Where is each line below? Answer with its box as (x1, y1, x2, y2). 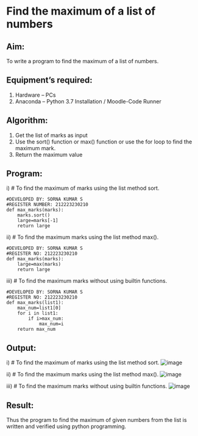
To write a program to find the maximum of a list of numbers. (6, 58, 159, 64)
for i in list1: (17, 310, 59, 317)
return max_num (17, 327, 56, 333)
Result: (6, 400, 34, 410)
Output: (6, 342, 37, 353)
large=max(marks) (17, 261, 62, 268)
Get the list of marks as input (15, 131, 88, 139)
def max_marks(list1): (6, 300, 64, 306)
